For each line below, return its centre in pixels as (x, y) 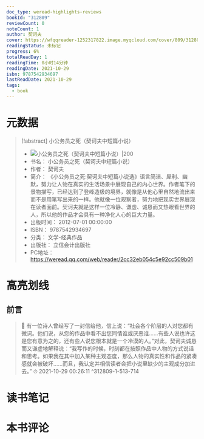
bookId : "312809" (28, 18)
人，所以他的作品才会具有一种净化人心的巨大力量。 (94, 214)
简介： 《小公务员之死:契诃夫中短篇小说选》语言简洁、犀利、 (106, 176)
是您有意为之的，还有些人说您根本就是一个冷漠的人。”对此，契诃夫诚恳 (109, 341)
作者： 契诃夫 (47, 169)
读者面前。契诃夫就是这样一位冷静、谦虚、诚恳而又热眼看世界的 (115, 206)
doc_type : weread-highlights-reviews (54, 12)
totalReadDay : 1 (27, 57)
